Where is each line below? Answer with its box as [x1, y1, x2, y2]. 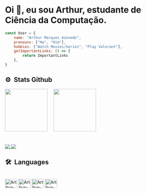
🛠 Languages [5, 158, 49, 166]
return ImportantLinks [22, 53, 68, 58]
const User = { [5, 31, 36, 35]
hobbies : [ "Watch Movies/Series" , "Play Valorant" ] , [14, 44, 123, 49]
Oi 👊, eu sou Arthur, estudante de [5, 4, 142, 16]
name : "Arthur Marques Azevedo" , [14, 35, 81, 40]
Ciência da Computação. [5, 15, 107, 26]
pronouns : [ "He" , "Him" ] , [14, 40, 66, 45]
